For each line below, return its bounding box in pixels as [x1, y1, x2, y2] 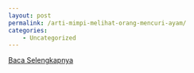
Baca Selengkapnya [8, 56, 74, 65]
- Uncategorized [22, 33, 77, 42]
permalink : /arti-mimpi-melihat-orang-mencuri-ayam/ [8, 19, 187, 27]
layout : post [8, 11, 52, 20]
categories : [8, 26, 48, 34]
